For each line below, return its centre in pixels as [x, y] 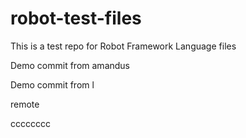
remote [25, 104]
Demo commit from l [52, 84]
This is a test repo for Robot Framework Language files [123, 46]
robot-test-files [76, 18]
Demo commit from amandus [70, 65]
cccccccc [30, 123]
